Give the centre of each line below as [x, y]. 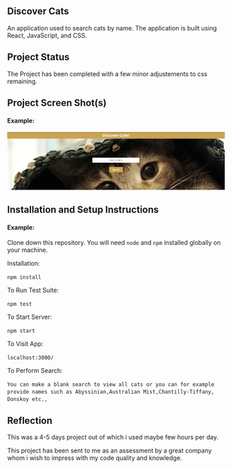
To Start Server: [30, 317]
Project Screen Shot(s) [57, 103]
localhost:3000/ [30, 358]
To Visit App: [25, 344]
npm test [20, 304]
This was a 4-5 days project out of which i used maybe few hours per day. [113, 437]
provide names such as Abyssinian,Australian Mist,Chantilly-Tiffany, [111, 392]
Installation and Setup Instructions [83, 210]
